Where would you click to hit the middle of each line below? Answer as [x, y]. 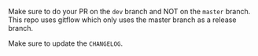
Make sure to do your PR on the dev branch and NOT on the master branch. [129, 11]
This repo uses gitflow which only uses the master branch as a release [122, 20]
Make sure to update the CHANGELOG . [66, 43]
